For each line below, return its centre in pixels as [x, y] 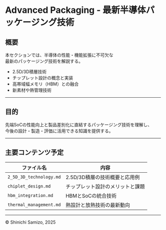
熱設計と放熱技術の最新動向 [98, 205]
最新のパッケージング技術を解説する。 [44, 61]
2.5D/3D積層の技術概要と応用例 [103, 177]
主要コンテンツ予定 [34, 153]
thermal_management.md [34, 205]
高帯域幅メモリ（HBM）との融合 [45, 84]
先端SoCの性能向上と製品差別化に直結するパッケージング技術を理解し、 [79, 124]
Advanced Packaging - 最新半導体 [76, 10]
